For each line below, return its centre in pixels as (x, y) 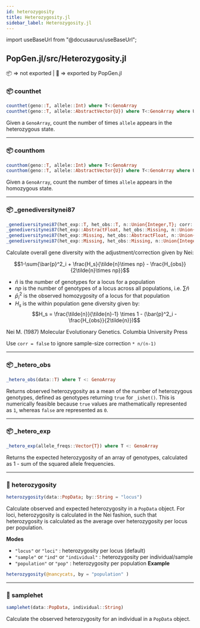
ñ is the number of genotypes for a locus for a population (85, 282)
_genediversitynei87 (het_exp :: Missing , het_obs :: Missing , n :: (85, 241)
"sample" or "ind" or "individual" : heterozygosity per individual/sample (104, 557)
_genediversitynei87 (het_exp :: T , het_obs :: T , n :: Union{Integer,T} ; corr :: (101, 224)
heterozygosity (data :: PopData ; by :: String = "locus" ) (74, 497)
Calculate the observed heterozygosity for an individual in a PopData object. (98, 618)
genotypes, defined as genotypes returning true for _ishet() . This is (90, 397)
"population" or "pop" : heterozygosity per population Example (92, 563)
